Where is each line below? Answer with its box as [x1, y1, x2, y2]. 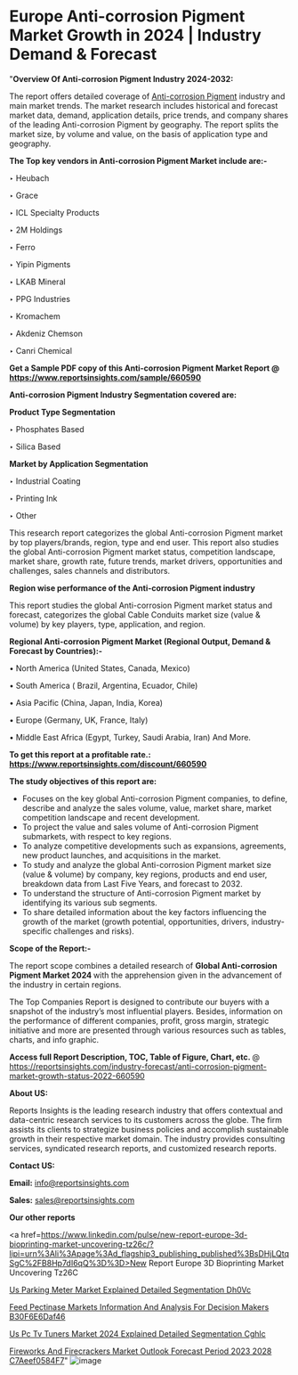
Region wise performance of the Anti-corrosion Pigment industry [9, 582, 255, 593]
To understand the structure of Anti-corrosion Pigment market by [21, 888, 262, 898]
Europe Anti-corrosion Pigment [9, 6, 246, 27]
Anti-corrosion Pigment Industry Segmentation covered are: [9, 389, 238, 400]
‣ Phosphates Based [9, 423, 85, 434]
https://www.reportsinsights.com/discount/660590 [9, 758, 207, 769]
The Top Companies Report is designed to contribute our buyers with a [9, 996, 270, 1007]
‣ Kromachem [9, 310, 60, 322]
